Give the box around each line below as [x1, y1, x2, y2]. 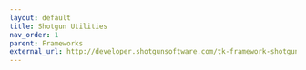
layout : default [9, 13, 71, 23]
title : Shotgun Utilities [9, 22, 107, 31]
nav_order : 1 [9, 30, 59, 39]
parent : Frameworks [9, 38, 84, 48]
